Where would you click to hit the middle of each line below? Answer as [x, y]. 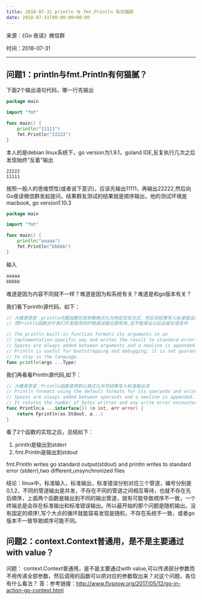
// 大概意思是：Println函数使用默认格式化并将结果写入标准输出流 [78, 386]
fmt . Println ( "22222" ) [44, 134]
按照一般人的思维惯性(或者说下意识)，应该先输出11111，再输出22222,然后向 [99, 188]
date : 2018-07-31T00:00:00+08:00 [48, 17]
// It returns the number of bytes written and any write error [88, 403]
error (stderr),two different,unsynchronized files [66, 471]
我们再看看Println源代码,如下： [44, 374]
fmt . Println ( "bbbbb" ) [44, 247]
